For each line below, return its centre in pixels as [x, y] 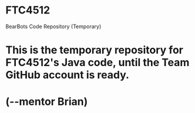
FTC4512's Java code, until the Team [97, 63]
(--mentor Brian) [47, 102]
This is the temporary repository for [94, 50]
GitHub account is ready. [68, 75]
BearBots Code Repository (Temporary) [53, 26]
